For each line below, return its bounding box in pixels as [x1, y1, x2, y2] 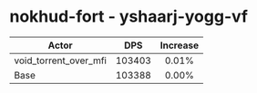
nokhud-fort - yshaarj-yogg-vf [9, 6, 249, 27]
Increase [159, 39, 199, 51]
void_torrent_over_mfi [14, 54, 108, 67]
